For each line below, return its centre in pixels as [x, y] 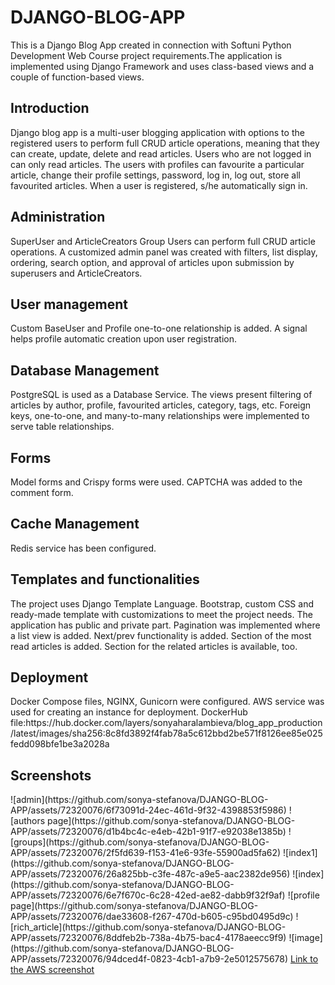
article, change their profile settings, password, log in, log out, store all [155, 175]
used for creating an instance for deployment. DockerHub [129, 712]
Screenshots [51, 775]
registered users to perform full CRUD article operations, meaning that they [165, 143]
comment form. [42, 492]
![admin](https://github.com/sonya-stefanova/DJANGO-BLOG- [139, 800]
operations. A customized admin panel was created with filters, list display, [164, 252]
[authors [28, 821]
